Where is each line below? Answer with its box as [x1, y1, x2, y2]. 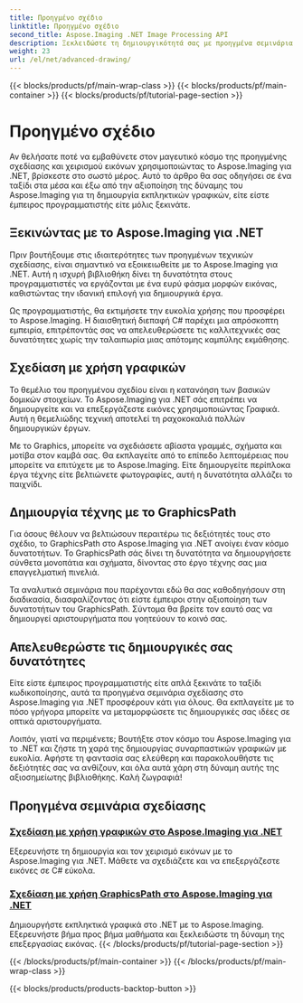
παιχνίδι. [9, 478, 43, 489]
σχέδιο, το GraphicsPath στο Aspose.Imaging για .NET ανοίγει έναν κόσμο [9, 539, 289, 549]
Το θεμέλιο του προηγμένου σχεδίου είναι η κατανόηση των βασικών [9, 384, 270, 395]
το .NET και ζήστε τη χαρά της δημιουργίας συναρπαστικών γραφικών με [9, 743, 287, 755]
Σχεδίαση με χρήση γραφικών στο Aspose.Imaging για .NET [9, 825, 283, 838]
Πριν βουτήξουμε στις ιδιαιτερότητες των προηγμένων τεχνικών [9, 249, 253, 260]
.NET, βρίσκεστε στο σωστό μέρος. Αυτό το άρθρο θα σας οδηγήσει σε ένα [9, 170, 292, 181]
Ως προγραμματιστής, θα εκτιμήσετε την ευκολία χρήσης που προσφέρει [9, 305, 285, 316]
